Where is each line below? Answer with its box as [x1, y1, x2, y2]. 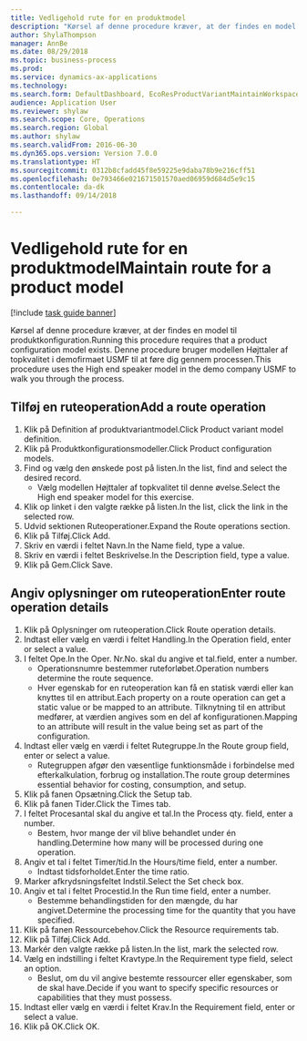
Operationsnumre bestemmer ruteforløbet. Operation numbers [36, 662, 270, 674]
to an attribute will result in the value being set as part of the [36, 720, 263, 731]
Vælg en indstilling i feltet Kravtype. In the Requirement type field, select [23, 953, 293, 964]
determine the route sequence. [36, 672, 154, 683]
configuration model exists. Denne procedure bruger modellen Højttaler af [10, 343, 289, 355]
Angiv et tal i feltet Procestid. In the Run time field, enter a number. [23, 885, 271, 896]
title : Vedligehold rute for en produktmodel [10, 13, 186, 23]
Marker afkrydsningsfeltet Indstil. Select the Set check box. [23, 875, 244, 886]
